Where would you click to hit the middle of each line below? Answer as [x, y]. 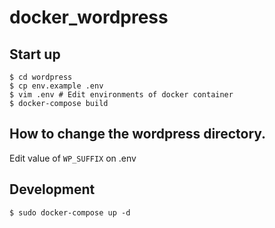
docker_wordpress [89, 17]
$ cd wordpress [41, 77]
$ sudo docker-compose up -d [70, 212]
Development [52, 189]
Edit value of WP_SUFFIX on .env [73, 158]
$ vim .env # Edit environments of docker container [121, 95]
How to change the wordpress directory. [138, 134]
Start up [35, 54]
